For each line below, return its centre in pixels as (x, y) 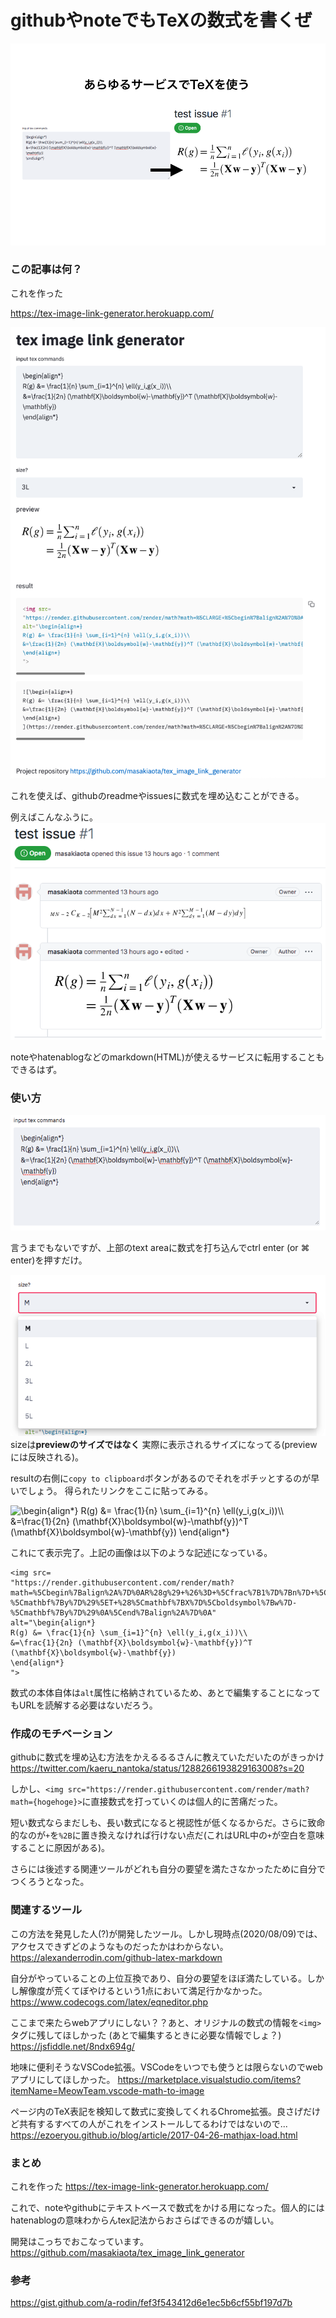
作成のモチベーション (61, 1734)
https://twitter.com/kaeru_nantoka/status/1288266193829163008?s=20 (157, 1768)
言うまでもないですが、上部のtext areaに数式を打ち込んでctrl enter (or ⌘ (160, 1248)
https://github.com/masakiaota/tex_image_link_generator (127, 2253)
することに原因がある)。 (60, 1848)
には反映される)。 (47, 1457)
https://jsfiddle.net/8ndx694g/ (72, 2046)
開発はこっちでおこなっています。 (79, 2242)
